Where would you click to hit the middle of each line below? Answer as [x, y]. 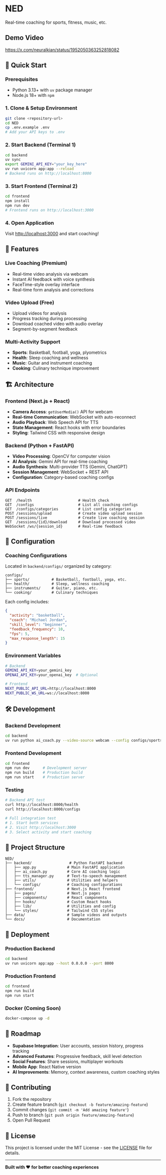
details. [13, 1153]
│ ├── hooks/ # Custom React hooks [58, 902]
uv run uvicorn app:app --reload [40, 169]
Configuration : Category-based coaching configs [63, 477]
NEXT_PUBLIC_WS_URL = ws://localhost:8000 [47, 693]
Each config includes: [27, 602]
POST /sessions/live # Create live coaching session [75, 518]
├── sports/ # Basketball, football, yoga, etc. [66, 580]
